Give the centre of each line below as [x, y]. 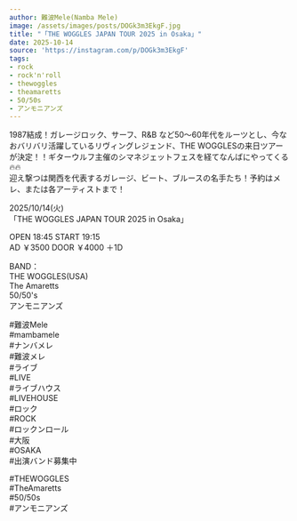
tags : [19, 59]
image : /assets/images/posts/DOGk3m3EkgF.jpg [95, 26]
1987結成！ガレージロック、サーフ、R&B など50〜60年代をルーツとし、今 [144, 135]
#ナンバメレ [31, 345]
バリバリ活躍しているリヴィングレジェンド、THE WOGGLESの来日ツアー [150, 146]
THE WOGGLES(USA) [49, 277]
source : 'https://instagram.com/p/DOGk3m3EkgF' [99, 51]
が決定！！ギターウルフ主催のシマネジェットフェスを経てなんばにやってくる [149, 157]
